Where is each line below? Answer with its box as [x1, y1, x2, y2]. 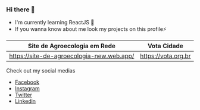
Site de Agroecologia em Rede [27, 42, 116, 50]
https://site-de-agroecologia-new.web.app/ [9, 52, 135, 60]
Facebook [14, 78, 40, 86]
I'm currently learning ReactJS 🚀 [14, 19, 95, 26]
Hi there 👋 [6, 5, 36, 14]
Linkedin [14, 98, 36, 105]
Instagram [14, 85, 40, 92]
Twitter [14, 92, 33, 99]
